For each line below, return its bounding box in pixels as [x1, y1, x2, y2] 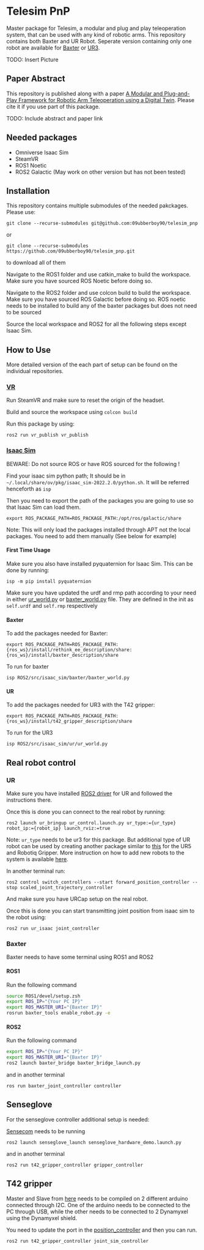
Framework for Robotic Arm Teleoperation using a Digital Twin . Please [18, 96, 195, 103]
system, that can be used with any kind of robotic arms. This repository [6, 31, 186, 38]
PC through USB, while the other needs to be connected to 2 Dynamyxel [6, 1208, 188, 1215]
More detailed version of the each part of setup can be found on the [6, 361, 178, 368]
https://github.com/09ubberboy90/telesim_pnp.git [6, 248, 136, 254]
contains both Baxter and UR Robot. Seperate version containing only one [6, 37, 192, 45]
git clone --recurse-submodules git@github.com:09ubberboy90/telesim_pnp [6, 220, 199, 227]
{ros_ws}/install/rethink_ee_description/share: [6, 647, 133, 653]
